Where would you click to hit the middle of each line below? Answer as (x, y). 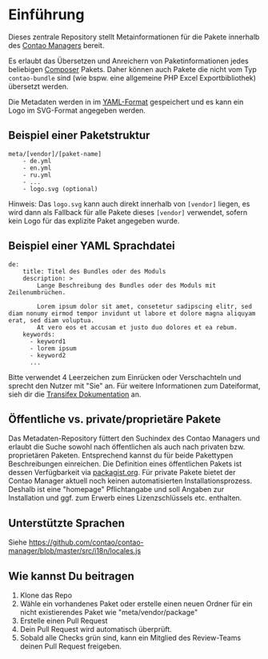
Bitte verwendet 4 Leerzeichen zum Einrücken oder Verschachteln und (125, 377)
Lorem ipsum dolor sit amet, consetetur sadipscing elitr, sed (144, 306)
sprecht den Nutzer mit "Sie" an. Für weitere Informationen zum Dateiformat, (134, 385)
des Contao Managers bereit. (56, 45)
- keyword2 (48, 355)
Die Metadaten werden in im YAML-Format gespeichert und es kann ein (126, 102)
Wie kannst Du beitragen (71, 576)
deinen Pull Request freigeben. (70, 646)
